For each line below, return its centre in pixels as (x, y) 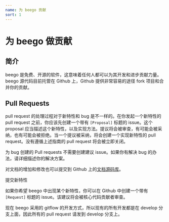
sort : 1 (13, 15)
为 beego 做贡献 (39, 41)
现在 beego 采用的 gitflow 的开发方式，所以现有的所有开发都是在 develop (81, 208)
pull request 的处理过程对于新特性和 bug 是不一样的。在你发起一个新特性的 (83, 116)
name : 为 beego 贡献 (26, 10)
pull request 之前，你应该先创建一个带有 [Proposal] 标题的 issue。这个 (79, 122)
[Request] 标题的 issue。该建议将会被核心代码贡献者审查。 (67, 197)
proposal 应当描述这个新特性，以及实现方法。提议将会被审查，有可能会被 (81, 129)
